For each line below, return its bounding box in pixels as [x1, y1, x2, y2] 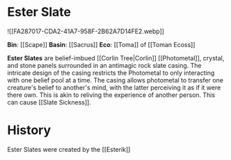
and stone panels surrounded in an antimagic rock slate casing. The [7, 61, 202, 69]
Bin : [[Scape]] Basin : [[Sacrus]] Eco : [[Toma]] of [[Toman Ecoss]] [7, 40, 196, 48]
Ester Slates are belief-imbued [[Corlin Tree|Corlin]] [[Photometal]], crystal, [7, 53, 225, 62]
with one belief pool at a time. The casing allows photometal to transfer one [7, 75, 224, 84]
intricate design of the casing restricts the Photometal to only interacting [7, 69, 215, 77]
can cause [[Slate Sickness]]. [7, 98, 92, 106]
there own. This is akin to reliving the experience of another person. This [7, 91, 216, 99]
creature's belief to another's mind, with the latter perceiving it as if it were [7, 83, 221, 91]
